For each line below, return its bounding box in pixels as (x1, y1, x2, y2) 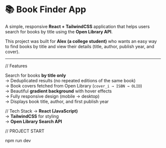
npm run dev (5, 137, 31, 143)
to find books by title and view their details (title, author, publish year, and (5, 43, 155, 49)
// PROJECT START (5, 128, 44, 134)
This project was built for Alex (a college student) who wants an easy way (5, 38, 157, 44)
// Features (5, 62, 28, 69)
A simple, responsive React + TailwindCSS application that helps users (5, 23, 150, 30)
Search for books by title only (5, 72, 66, 78)
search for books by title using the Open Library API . (5, 29, 113, 34)
